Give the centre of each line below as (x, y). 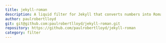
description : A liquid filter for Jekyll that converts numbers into (78, 14)
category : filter (23, 33)
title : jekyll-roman (26, 10)
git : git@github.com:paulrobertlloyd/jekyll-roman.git (63, 23)
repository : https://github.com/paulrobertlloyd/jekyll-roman (70, 28)
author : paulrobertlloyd (31, 19)
